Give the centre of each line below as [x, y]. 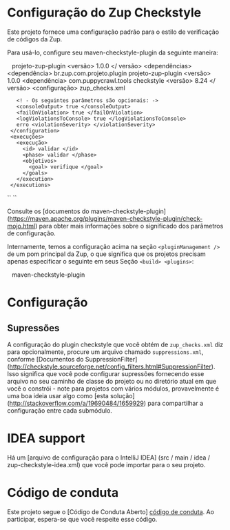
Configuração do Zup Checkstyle [104, 13]
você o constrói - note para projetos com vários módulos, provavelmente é [113, 389]
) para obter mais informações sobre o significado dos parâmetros [129, 226]
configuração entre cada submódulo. [60, 410]
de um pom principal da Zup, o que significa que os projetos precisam [107, 254]
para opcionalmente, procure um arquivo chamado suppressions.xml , [105, 352]
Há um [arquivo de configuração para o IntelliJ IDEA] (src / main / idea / [109, 458]
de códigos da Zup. [35, 39]
